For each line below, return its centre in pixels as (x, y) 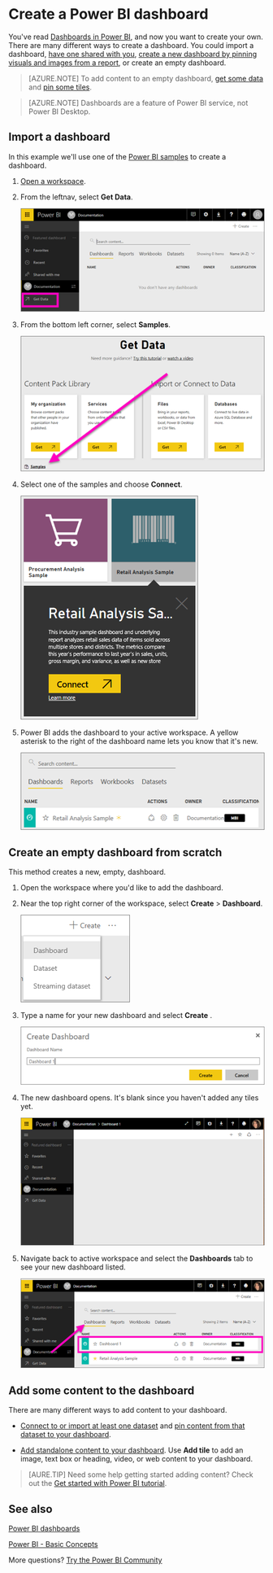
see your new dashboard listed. (73, 1267)
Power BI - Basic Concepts (54, 1545)
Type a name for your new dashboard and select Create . (116, 1016)
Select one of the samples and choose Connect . (101, 484)
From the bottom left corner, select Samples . (95, 325)
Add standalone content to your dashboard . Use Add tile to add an (132, 1450)
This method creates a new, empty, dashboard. (87, 872)
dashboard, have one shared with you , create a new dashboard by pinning (133, 54)
